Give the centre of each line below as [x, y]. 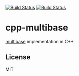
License [18, 57]
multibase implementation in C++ [40, 41]
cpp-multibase [37, 28]
